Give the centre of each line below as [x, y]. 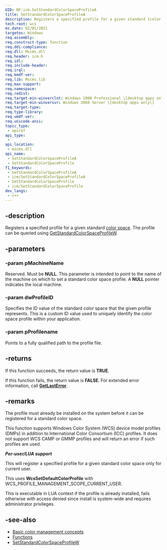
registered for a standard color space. [44, 419]
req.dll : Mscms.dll [25, 51]
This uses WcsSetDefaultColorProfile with [49, 479]
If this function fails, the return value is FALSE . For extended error [72, 380]
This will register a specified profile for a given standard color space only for [83, 464]
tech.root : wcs [21, 24]
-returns [18, 358]
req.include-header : [27, 65]
